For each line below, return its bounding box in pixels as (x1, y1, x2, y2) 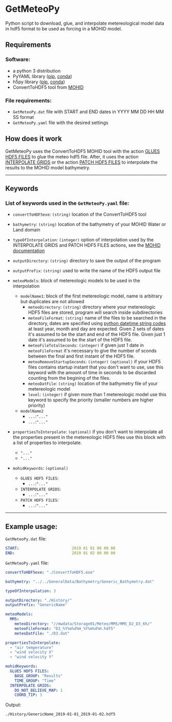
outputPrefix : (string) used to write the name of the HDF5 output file (12, 268, 161, 274)
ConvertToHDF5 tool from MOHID (12, 84, 84, 90)
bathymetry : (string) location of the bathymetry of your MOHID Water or (12, 221, 166, 227)
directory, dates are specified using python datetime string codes (28, 320, 166, 327)
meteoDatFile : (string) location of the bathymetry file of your (28, 380, 158, 386)
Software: (5, 56, 31, 63)
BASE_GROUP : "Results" (14, 673, 63, 678)
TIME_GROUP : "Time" (14, 678, 56, 683)
